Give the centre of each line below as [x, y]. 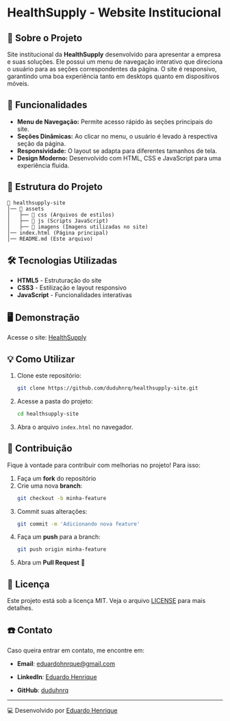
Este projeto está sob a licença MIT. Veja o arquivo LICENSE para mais [106, 601]
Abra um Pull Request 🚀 [51, 563]
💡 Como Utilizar [41, 359]
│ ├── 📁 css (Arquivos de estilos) [61, 215]
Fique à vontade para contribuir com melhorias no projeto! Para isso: [104, 465]
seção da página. [41, 143]
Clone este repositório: [49, 376]
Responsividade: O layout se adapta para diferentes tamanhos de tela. [117, 151]
